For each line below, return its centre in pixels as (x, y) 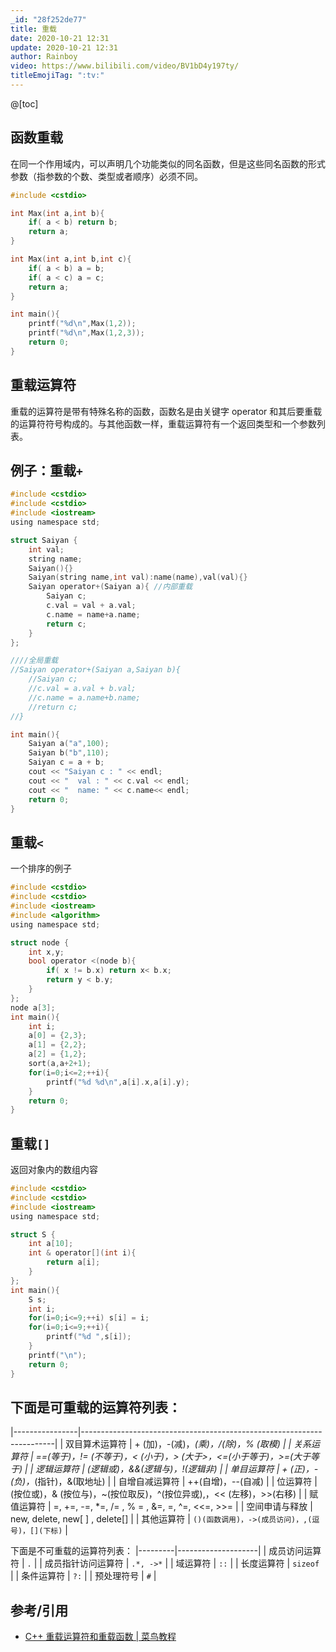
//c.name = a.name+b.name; (84, 697)
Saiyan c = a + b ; (66, 762)
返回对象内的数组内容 (54, 1170)
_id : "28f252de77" (48, 19)
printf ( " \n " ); (57, 1355)
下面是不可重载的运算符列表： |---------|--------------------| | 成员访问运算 (166, 1551)
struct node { (40, 942)
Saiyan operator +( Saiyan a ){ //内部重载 (110, 587)
